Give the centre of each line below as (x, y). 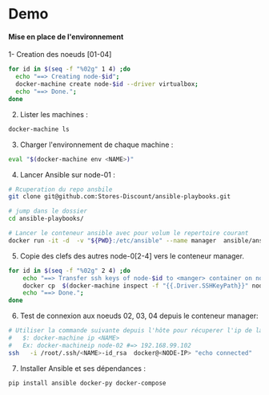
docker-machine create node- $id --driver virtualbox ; (107, 84)
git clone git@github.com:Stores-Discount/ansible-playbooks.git (119, 197)
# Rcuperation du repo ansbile (60, 189)
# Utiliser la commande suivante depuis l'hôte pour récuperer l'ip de (130, 331)
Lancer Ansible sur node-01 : (68, 174)
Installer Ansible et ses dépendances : (83, 368)
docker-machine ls (39, 129)
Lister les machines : (54, 114)
